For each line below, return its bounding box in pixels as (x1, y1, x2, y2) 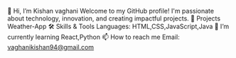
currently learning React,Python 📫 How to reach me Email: (7, 33, 180, 41)
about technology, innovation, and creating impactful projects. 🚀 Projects (7, 14, 221, 23)
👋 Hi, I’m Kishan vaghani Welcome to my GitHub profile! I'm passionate (7, 7, 215, 15)
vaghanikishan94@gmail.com (7, 43, 95, 51)
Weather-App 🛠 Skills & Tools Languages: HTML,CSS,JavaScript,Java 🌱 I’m (7, 22, 230, 30)
